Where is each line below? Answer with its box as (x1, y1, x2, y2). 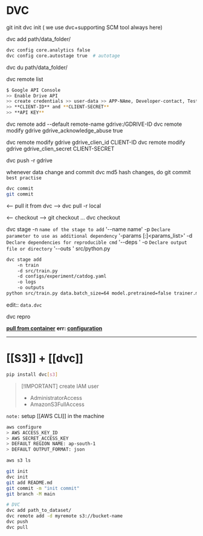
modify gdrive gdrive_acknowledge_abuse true (6, 127, 123, 134)
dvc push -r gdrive (6, 157, 53, 164)
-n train (17, 262, 39, 268)
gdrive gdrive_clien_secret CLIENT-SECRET (6, 145, 115, 152)
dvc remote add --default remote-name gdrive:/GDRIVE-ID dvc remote (6, 120, 182, 128)
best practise (6, 175, 42, 181)
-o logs (17, 279, 36, 285)
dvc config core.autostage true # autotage (6, 53, 120, 59)
